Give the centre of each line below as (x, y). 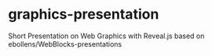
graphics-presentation (84, 14)
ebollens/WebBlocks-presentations (65, 44)
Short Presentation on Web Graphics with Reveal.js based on (106, 36)
